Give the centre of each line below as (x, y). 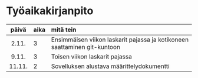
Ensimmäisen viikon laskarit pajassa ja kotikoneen (120, 40)
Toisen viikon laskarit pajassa (92, 56)
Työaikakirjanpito (50, 11)
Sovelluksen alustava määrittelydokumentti (110, 66)
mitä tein (64, 30)
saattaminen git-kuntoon (86, 47)
